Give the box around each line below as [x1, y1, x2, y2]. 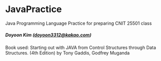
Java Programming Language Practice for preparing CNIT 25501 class [5, 20, 152, 26]
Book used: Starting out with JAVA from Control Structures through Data [5, 44, 156, 50]
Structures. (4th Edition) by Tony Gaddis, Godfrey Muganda [5, 49, 130, 56]
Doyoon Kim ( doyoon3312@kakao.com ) [5, 32, 91, 38]
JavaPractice [5, 4, 62, 15]
